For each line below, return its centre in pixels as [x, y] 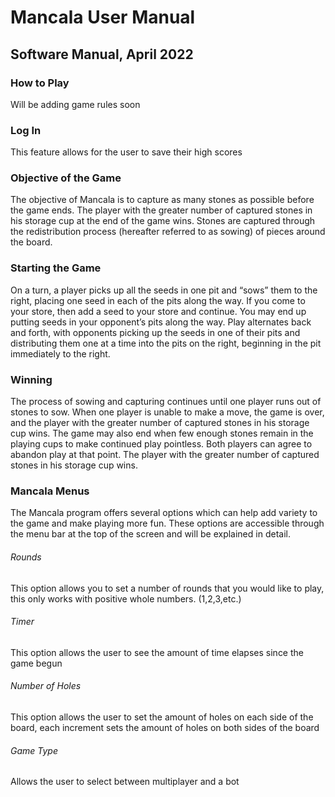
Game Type [34, 750]
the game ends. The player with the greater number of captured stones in [161, 210]
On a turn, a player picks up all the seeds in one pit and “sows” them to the [164, 290]
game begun [36, 663]
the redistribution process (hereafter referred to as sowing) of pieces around [168, 232]
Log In [26, 130]
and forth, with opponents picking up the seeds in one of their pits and [155, 332]
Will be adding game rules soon [75, 104]
